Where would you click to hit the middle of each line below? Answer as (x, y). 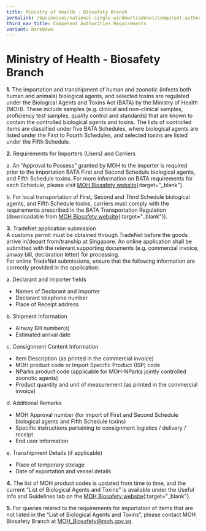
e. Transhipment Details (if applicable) (54, 453)
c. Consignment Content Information (52, 347)
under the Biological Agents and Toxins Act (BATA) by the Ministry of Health (102, 103)
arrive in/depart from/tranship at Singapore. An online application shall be (99, 242)
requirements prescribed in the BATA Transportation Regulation (86, 210)
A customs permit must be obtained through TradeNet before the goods (97, 235)
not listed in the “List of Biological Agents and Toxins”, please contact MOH (101, 515)
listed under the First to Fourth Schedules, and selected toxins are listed (97, 135)
